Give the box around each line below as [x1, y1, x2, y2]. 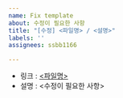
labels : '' [8, 33, 45, 42]
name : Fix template [8, 11, 74, 20]
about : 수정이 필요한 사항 [8, 19, 85, 27]
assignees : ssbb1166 [8, 41, 78, 49]
